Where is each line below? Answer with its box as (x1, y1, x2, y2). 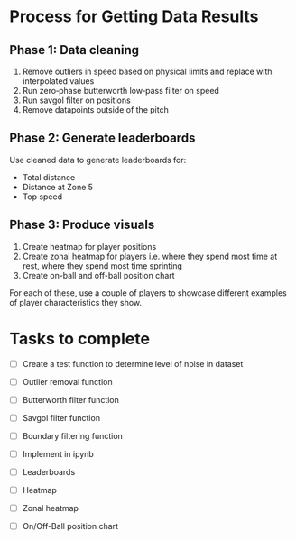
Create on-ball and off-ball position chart (22, 270, 175, 280)
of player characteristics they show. (9, 297, 143, 307)
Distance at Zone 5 (22, 181, 93, 192)
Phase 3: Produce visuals (9, 217, 155, 233)
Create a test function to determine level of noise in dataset (22, 358, 244, 369)
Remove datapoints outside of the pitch (22, 105, 169, 114)
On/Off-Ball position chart (22, 521, 119, 532)
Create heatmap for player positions (22, 241, 157, 252)
